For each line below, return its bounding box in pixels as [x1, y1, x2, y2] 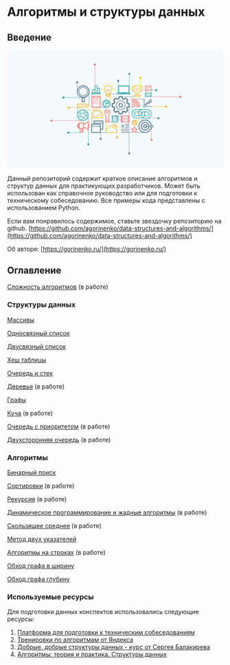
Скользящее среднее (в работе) [7, 522, 102, 530]
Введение [7, 32, 52, 43]
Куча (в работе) [7, 408, 54, 417]
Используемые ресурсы [7, 592, 94, 602]
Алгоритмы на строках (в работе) [7, 548, 106, 557]
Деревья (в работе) [7, 382, 65, 391]
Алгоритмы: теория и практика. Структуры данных [16, 651, 167, 659]
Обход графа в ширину [7, 562, 75, 570]
